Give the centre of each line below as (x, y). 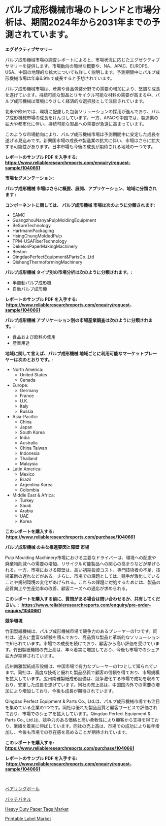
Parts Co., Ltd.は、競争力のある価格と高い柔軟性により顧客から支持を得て (80, 720)
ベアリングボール (22, 789)
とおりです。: (40, 360)
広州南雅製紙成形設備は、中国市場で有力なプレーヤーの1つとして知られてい (81, 666)
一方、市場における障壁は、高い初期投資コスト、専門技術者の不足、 (87, 570)
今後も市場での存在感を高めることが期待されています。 (74, 732)
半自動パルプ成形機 (32, 282)
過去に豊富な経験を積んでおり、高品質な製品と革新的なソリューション (89, 637)
